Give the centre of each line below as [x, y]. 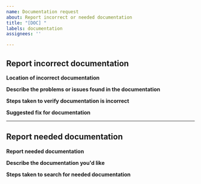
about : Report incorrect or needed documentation [69, 17]
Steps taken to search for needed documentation [68, 174]
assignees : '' [24, 34]
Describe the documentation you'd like [55, 162]
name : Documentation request [42, 12]
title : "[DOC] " [26, 23]
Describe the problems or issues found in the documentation [83, 89]
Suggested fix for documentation [48, 112]
